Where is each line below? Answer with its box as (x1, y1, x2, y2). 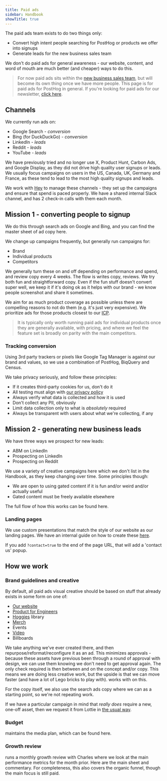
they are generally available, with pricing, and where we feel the (17, 325, 149, 331)
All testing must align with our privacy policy (12, 389, 104, 395)
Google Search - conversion (12, 128, 71, 135)
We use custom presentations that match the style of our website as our (5, 527, 154, 533)
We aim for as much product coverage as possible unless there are (5, 299, 143, 305)
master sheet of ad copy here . (5, 229, 67, 235)
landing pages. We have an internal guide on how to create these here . (5, 532, 151, 538)
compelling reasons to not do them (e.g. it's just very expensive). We (5, 305, 147, 310)
